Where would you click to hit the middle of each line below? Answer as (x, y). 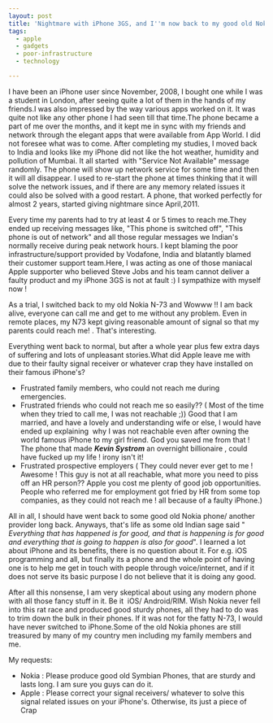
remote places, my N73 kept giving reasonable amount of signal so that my (134, 321)
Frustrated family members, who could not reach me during (120, 388)
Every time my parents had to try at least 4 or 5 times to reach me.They (128, 220)
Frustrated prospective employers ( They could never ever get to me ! (136, 465)
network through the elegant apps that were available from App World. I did (134, 134)
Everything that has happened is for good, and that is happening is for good (136, 533)
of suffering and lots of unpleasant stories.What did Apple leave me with (129, 355)
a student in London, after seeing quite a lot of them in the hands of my (127, 100)
